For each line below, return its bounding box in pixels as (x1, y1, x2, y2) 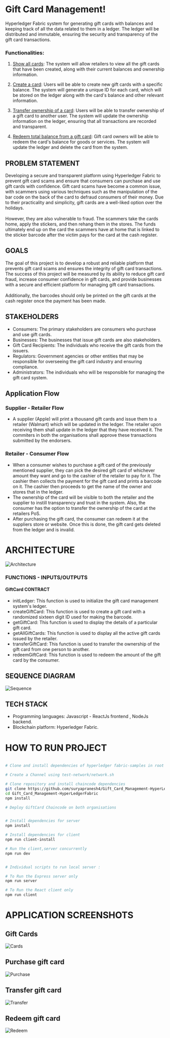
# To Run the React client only (5, 888, 73, 893)
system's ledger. (12, 603, 48, 609)
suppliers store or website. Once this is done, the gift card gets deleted (12, 521, 161, 527)
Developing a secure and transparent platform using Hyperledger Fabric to (5, 173, 161, 179)
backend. (12, 719, 32, 725)
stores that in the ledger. (12, 489, 64, 495)
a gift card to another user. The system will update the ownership (12, 113, 149, 119)
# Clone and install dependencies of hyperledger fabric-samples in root (5, 763, 164, 768)
